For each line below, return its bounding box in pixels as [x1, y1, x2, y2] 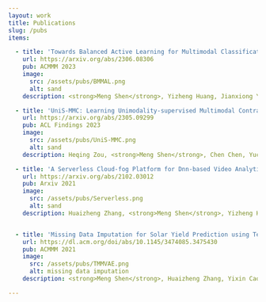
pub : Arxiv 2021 [22, 180, 77, 188]
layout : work [8, 11, 51, 20]
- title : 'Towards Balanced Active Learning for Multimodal [15, 48, 218, 56]
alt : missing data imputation [28, 267, 129, 276]
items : [8, 33, 30, 42]
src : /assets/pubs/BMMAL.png [28, 77, 126, 86]
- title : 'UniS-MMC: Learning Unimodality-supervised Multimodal [15, 106, 236, 115]
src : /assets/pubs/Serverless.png [28, 195, 144, 203]
